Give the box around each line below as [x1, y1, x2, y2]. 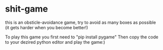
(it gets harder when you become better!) [5, 24, 88, 30]
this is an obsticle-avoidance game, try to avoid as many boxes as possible [5, 19, 156, 25]
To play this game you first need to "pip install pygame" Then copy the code [5, 34, 159, 40]
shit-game [5, 3, 48, 15]
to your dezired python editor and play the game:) [5, 39, 105, 45]
